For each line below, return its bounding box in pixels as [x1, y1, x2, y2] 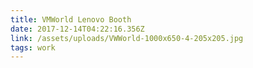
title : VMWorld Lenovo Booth [10, 14, 132, 25]
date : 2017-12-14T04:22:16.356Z [10, 24, 145, 34]
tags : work [10, 42, 56, 53]
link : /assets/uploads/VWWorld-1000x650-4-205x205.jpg [10, 33, 244, 43]
